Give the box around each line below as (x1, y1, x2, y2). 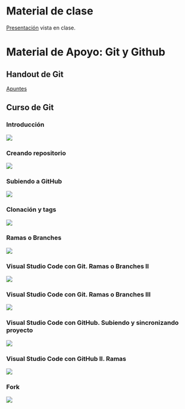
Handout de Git (6, 69, 64, 79)
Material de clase (6, 4, 94, 18)
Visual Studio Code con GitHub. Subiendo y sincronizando (6, 319, 179, 327)
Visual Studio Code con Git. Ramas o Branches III (6, 291, 151, 299)
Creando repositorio (6, 149, 66, 157)
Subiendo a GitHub (6, 177, 62, 185)
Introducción (6, 120, 45, 129)
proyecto (6, 326, 34, 334)
